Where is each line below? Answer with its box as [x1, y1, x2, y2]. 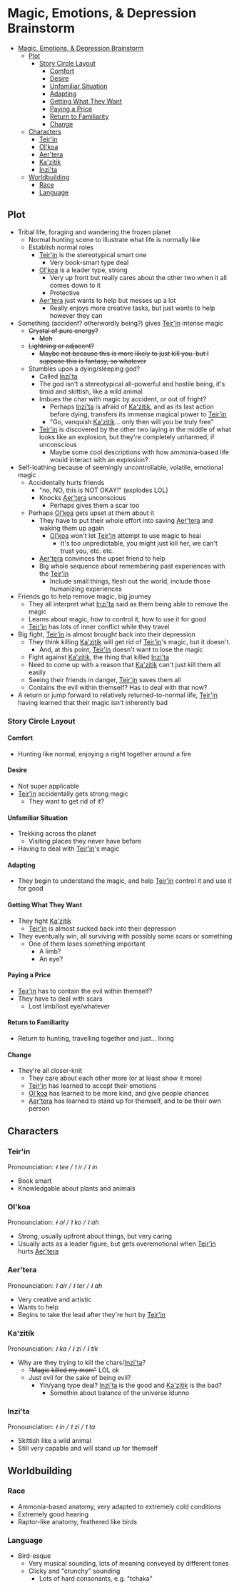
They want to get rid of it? [28, 797, 105, 806]
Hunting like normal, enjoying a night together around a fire [17, 749, 191, 758]
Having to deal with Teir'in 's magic [17, 844, 120, 853]
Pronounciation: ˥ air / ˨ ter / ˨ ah [7, 1281, 103, 1290]
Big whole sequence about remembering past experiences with [39, 561, 225, 570]
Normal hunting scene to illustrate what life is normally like [28, 235, 200, 244]
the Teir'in [39, 569, 69, 578]
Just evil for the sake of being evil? [28, 1373, 131, 1381]
